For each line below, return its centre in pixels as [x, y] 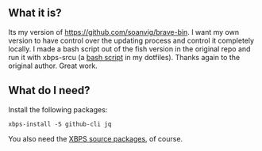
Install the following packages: [58, 109]
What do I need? [49, 91]
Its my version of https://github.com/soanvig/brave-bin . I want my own [124, 32]
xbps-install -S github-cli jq [60, 124]
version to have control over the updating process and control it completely [131, 40]
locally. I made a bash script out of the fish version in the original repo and [129, 49]
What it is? [35, 13]
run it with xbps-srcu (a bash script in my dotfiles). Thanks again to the [124, 57]
